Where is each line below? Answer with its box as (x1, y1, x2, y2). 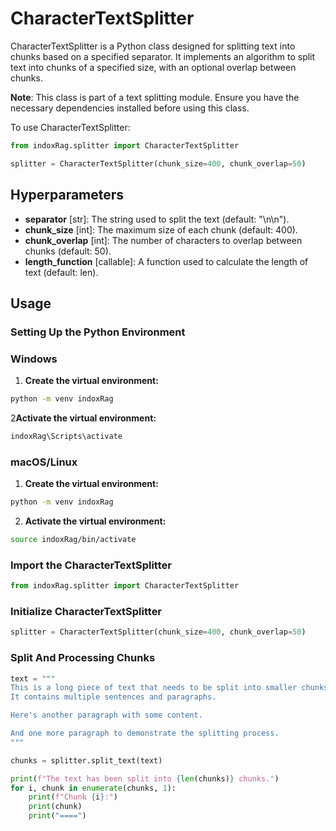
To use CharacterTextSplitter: (10, 121, 131, 133)
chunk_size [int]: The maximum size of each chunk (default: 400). (24, 223, 298, 236)
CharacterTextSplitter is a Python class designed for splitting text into (10, 40, 296, 52)
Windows (10, 352, 58, 366)
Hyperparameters (10, 187, 125, 204)
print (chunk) (28, 802, 83, 812)
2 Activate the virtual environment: (10, 412, 157, 424)
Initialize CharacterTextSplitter (10, 605, 163, 618)
